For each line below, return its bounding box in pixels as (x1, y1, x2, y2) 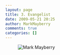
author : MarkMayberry (5, 21, 51, 26)
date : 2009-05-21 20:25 (5, 16, 55, 21)
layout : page (5, 7, 33, 12)
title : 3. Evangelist (5, 12, 51, 17)
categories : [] (5, 30, 37, 35)
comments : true (5, 26, 37, 31)
